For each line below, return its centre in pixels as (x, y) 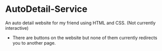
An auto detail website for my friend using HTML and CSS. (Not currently (80, 23)
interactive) (17, 28)
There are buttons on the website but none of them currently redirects (85, 38)
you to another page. (34, 43)
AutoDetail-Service (46, 9)
